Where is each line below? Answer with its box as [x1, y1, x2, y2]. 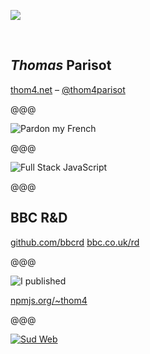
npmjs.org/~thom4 [10, 294, 88, 306]
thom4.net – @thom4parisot [10, 83, 126, 95]
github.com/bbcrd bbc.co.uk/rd [10, 236, 140, 248]
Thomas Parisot [10, 57, 112, 74]
